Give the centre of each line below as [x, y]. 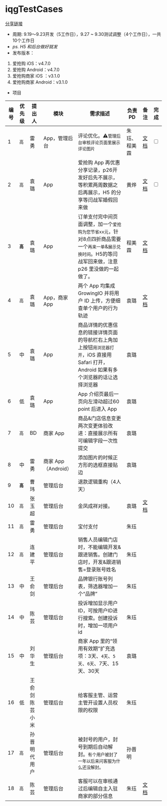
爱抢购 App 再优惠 [99, 162]
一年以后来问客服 [95, 761]
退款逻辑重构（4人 [99, 481]
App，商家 [56, 297]
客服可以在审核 [95, 781]
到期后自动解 [98, 747]
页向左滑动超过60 [99, 401]
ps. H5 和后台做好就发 [35, 46]
